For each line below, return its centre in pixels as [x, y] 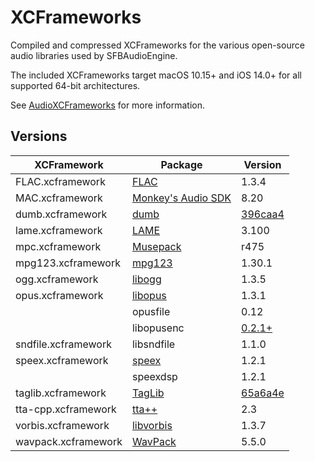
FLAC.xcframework [60, 181]
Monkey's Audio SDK [181, 198]
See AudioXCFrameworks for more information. [108, 105]
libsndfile [153, 344]
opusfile [151, 311]
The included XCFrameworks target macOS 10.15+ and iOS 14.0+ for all [156, 75]
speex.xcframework [62, 360]
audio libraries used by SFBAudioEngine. [94, 55]
